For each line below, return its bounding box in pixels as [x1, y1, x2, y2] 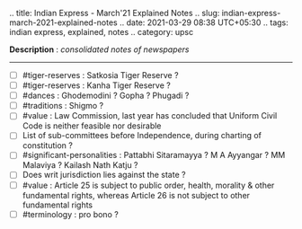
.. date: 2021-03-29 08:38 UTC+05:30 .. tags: [120, 17, 289, 28]
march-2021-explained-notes [9, 17, 119, 28]
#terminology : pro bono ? [22, 208, 119, 219]
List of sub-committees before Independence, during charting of [22, 130, 262, 141]
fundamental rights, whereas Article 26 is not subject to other [22, 189, 250, 200]
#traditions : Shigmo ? [22, 101, 104, 111]
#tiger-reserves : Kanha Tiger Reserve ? [22, 80, 171, 91]
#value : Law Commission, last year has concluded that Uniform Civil [22, 110, 278, 121]
